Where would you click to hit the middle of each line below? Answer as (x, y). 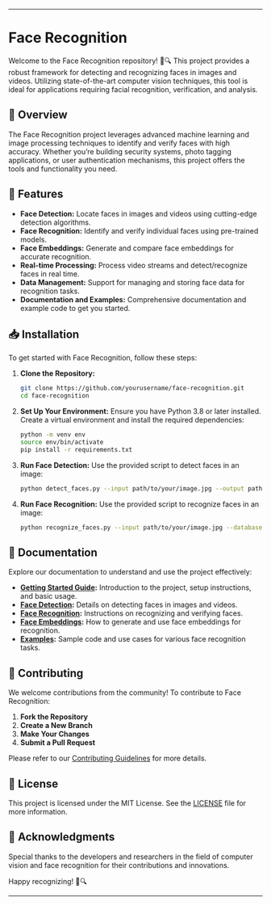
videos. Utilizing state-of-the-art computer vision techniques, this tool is (128, 81)
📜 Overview (38, 115)
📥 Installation (44, 334)
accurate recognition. (56, 256)
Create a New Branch (56, 726)
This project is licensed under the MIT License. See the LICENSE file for (127, 803)
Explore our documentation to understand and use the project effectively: (130, 572)
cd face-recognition (54, 396)
